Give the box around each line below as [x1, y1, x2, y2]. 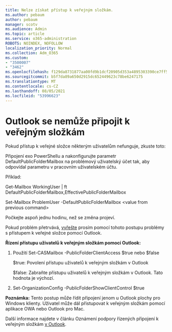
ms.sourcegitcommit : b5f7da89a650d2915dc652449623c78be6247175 [5, 74, 143, 79]
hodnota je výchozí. [12, 275, 55, 281]
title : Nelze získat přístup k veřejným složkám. [5, 7, 114, 13]
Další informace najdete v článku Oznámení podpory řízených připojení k [5, 316, 159, 322]
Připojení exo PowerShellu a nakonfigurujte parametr [5, 153, 117, 159]
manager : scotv [5, 22, 38, 27]
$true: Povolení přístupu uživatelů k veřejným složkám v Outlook [12, 260, 148, 266]
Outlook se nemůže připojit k [5, 115, 130, 127]
